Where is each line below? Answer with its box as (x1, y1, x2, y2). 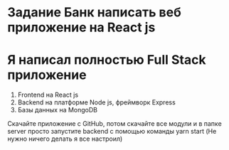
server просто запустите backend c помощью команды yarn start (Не (7, 127, 217, 136)
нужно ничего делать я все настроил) (7, 134, 123, 143)
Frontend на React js (17, 90, 79, 100)
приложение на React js (7, 19, 156, 36)
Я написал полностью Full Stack (7, 52, 206, 68)
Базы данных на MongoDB (17, 106, 98, 114)
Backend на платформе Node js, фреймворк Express (17, 98, 176, 107)
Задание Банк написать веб (7, 4, 181, 21)
